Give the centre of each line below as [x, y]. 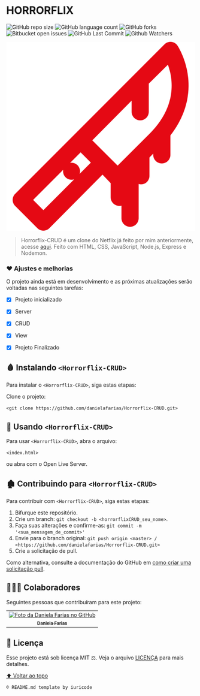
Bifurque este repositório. [46, 513]
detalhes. [18, 664]
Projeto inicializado [38, 300]
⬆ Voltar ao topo [27, 676]
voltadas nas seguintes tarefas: [45, 288]
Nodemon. [34, 253]
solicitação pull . [25, 569]
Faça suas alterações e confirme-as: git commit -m [78, 525]
